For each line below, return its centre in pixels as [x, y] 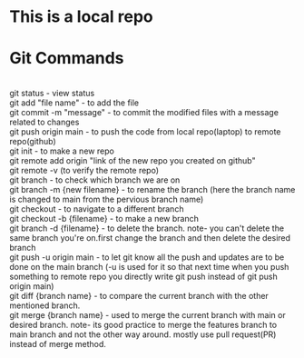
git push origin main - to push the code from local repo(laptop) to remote [145, 132]
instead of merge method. [58, 344]
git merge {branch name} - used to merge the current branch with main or [147, 315]
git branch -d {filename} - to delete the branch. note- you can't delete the [147, 228]
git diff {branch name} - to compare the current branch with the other [139, 296]
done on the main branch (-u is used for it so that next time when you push [149, 267]
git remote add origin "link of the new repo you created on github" [132, 161]
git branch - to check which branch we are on [95, 180]
